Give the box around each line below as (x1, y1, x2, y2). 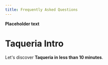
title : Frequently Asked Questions (5, 7, 78, 12)
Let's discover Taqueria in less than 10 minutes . (5, 54, 103, 60)
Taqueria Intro (5, 38, 64, 49)
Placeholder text (5, 21, 40, 27)
